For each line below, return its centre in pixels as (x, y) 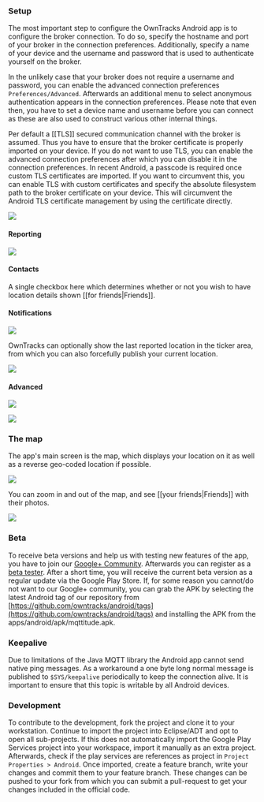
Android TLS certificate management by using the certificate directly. (120, 201)
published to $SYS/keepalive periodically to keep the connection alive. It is (128, 677)
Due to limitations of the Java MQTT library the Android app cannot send (126, 660)
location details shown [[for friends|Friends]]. (82, 295)
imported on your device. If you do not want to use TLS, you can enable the (131, 151)
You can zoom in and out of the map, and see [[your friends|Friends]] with (129, 494)
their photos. (29, 503)
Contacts (24, 269)
